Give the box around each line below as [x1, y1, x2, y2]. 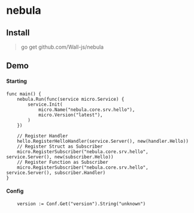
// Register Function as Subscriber [17, 159, 109, 165]
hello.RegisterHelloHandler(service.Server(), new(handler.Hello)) [17, 138, 189, 144]
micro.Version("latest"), [38, 112, 103, 118]
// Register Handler [17, 133, 68, 139]
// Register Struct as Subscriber [17, 143, 103, 149]
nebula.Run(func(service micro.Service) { [17, 96, 125, 102]
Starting [6, 77, 27, 85]
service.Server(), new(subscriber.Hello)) [6, 154, 114, 160]
